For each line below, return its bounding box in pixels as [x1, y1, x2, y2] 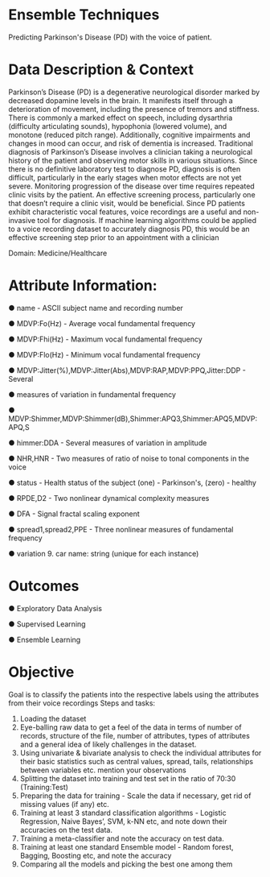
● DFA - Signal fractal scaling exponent [8, 509, 141, 519]
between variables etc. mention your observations [19, 765, 186, 775]
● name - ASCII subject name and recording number [8, 303, 183, 312]
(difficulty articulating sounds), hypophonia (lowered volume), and [8, 121, 227, 130]
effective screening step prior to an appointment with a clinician [8, 232, 219, 242]
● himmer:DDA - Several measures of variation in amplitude [8, 437, 207, 448]
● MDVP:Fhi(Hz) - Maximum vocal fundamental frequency [8, 334, 202, 344]
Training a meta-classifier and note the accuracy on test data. [19, 834, 225, 843]
